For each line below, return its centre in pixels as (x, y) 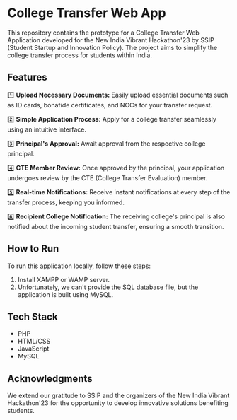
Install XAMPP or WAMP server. (64, 279)
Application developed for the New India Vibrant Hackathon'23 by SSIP (111, 40)
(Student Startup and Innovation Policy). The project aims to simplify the (112, 47)
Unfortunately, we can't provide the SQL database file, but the (108, 287)
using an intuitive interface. (47, 129)
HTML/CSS (34, 342)
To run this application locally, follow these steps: (79, 266)
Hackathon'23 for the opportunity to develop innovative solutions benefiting (118, 403)
